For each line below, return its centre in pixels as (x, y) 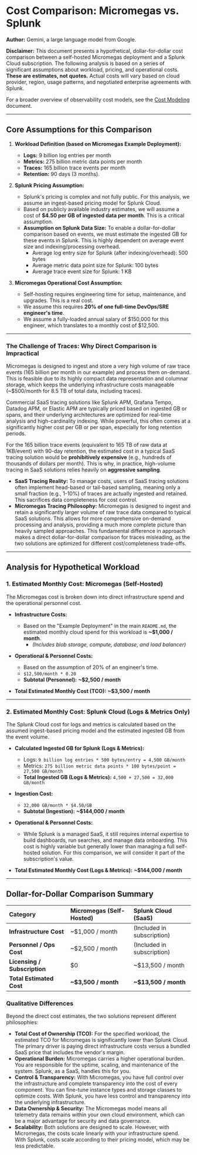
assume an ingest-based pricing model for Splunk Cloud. (92, 203)
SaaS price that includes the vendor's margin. (69, 1052)
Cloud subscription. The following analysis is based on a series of (86, 63)
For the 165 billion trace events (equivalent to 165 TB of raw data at (87, 445)
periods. (16, 434)
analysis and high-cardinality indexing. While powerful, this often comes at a (98, 421)
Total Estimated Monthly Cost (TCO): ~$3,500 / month (82, 691)
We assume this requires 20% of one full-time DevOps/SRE (96, 307)
